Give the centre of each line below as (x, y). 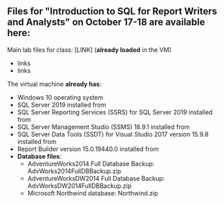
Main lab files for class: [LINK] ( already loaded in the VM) (89, 50)
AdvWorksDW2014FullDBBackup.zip (80, 186)
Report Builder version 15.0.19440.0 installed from (88, 149)
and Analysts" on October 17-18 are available (106, 23)
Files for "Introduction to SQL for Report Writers (112, 11)
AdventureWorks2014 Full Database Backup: (91, 164)
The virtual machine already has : (54, 84)
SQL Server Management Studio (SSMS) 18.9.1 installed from (103, 127)
